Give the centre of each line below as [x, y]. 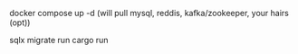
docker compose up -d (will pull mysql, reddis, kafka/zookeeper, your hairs [149, 13]
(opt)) [20, 22]
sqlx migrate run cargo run [59, 40]
